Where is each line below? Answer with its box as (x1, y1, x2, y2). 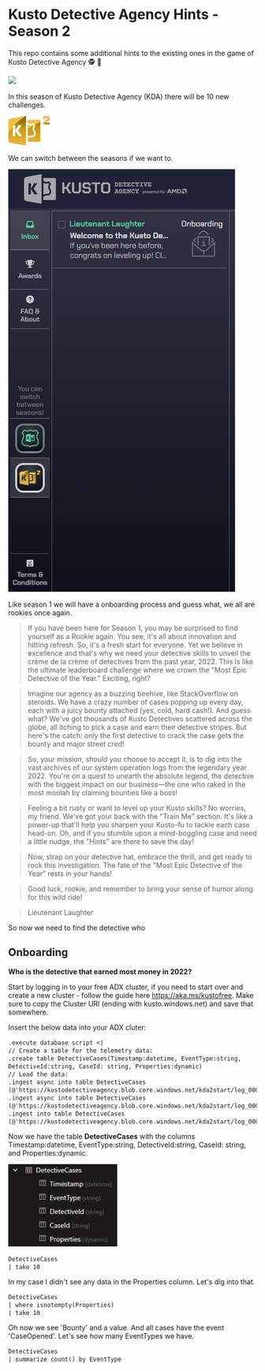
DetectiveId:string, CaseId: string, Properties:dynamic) (8, 1063, 203, 1070)
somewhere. (8, 1007, 49, 1017)
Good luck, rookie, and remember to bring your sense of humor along (27, 883, 254, 893)
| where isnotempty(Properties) (8, 1301, 114, 1309)
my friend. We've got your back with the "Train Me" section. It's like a (27, 811, 254, 821)
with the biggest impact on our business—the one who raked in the (27, 779, 246, 789)
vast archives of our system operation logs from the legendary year (27, 763, 247, 772)
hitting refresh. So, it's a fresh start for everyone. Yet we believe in (27, 640, 243, 649)
